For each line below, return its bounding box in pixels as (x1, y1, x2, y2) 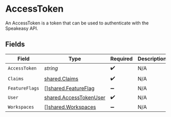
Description (137, 55, 167, 62)
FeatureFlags (8, 85, 40, 91)
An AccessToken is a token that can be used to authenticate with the (5, 20, 149, 26)
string (44, 65, 59, 72)
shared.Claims (44, 75, 79, 82)
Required (110, 55, 133, 62)
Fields (5, 40, 25, 49)
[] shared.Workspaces (44, 103, 96, 110)
